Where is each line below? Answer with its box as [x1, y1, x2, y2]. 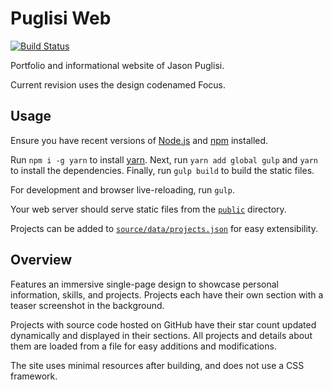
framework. [10, 370, 58, 382]
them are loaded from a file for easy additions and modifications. [10, 340, 277, 352]
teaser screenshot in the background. [10, 299, 165, 311]
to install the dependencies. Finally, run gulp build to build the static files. [10, 164, 315, 176]
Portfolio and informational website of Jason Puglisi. [10, 59, 225, 71]
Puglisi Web [10, 7, 112, 30]
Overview [10, 252, 73, 269]
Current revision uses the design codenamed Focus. [10, 78, 226, 91]
